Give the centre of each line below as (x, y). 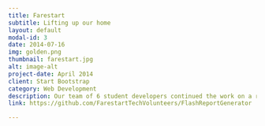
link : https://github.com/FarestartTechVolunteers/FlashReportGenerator (130, 103)
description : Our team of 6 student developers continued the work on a (130, 96)
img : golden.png (35, 52)
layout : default (35, 30)
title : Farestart (37, 15)
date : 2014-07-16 (37, 45)
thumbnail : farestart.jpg (50, 60)
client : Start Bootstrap (49, 81)
